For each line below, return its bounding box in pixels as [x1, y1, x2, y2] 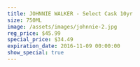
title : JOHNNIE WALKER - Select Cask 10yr [7, 10, 133, 17]
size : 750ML [7, 17, 42, 24]
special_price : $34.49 [7, 36, 73, 43]
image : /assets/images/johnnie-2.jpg [7, 23, 118, 30]
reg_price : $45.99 [7, 29, 61, 37]
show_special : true [7, 50, 64, 57]
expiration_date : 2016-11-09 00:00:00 [7, 43, 120, 50]
